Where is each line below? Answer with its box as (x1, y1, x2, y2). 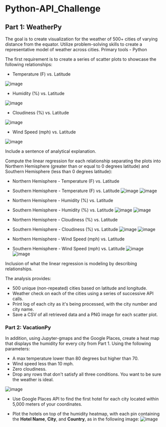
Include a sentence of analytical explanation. (5, 148, 97, 154)
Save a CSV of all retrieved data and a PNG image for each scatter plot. (12, 312, 158, 318)
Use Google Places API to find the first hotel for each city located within (12, 396, 159, 402)
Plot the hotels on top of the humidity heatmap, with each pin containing (12, 411, 160, 417)
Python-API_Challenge (5, 3, 101, 14)
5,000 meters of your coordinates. (12, 401, 83, 407)
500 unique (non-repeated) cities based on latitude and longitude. (12, 285, 148, 291)
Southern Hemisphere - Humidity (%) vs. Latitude (12, 207, 114, 213)
